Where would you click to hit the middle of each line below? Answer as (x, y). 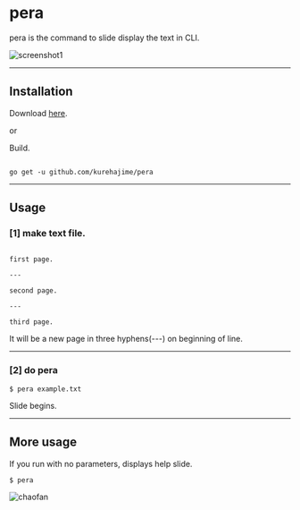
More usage (43, 442)
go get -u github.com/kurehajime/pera (81, 172)
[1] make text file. (48, 234)
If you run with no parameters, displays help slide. (101, 463)
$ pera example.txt (46, 389)
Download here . (38, 113)
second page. (33, 291)
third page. (31, 322)
